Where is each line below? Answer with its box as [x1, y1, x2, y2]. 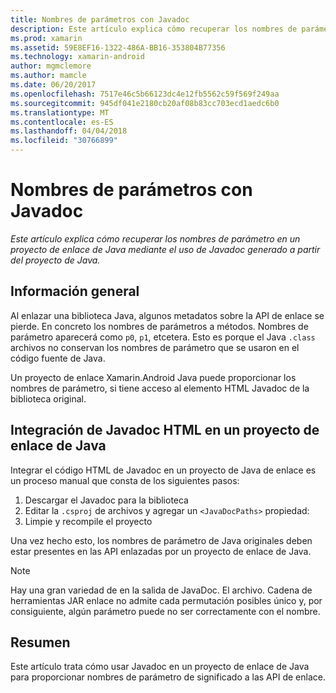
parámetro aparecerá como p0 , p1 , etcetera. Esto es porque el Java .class [10, 331, 316, 343]
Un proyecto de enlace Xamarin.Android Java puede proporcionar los [10, 371, 297, 383]
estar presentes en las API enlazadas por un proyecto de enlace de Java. [10, 545, 312, 557]
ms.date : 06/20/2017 [10, 80, 97, 90]
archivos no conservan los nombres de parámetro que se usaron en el [10, 341, 300, 353]
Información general [10, 283, 140, 300]
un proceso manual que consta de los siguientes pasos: [10, 474, 240, 486]
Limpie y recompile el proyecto [24, 515, 153, 527]
